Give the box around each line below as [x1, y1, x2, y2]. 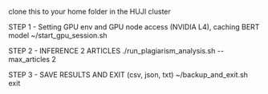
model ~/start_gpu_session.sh [8, 31, 108, 40]
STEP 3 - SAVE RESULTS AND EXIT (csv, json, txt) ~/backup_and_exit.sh [8, 70, 249, 79]
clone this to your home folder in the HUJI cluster [8, 7, 171, 16]
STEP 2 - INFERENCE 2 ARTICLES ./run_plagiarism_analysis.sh [8, 46, 216, 55]
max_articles [8, 55, 51, 64]
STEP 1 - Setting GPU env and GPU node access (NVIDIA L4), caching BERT [8, 22, 260, 31]
